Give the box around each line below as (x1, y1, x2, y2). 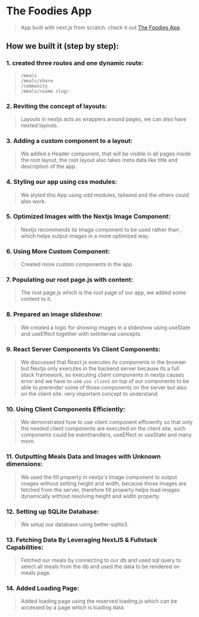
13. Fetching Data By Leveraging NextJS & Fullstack (6, 535, 157, 544)
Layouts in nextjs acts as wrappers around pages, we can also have (20, 115, 187, 123)
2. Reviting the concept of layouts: (6, 102, 108, 110)
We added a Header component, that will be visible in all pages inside (20, 150, 191, 157)
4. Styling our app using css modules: (6, 177, 118, 186)
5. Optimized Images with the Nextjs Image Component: (6, 213, 170, 221)
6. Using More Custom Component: (6, 247, 110, 255)
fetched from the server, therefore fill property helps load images (20, 486, 180, 493)
